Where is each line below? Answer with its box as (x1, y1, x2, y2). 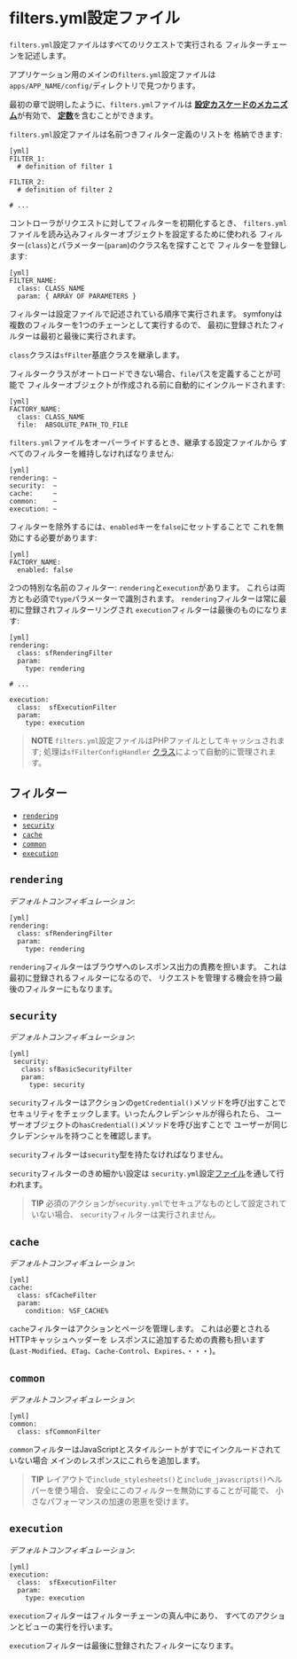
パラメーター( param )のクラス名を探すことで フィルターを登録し (58, 239, 287, 250)
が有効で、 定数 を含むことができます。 (17, 110, 158, 121)
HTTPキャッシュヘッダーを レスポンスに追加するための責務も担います (9, 1334, 266, 1345)
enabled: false (17, 565, 74, 575)
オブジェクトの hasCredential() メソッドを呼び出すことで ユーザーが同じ (24, 1119, 288, 1131)
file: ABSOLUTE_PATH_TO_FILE (17, 420, 129, 429)
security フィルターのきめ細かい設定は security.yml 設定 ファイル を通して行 (9, 1168, 285, 1179)
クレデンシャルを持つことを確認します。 (9, 1131, 157, 1141)
